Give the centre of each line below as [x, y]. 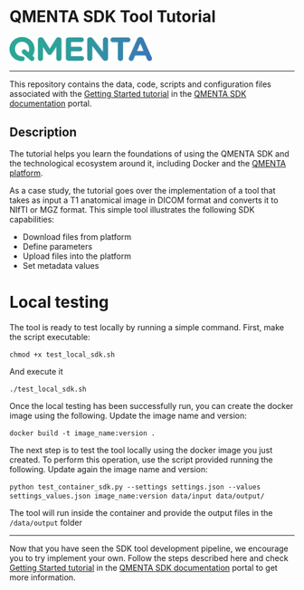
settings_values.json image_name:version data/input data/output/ [137, 496]
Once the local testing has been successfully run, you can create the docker [152, 406]
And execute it [36, 371]
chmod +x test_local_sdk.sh [62, 355]
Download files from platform [77, 237]
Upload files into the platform [76, 256]
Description [43, 132]
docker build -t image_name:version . [82, 433]
